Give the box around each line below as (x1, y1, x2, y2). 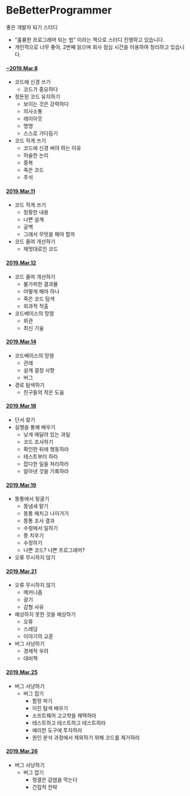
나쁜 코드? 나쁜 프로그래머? (23, 547, 85, 554)
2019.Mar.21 (6, 568, 37, 575)
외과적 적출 (23, 302, 49, 309)
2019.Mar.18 (6, 403, 37, 410)
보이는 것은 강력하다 (23, 100, 69, 107)
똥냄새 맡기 (23, 502, 49, 510)
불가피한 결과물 (23, 280, 58, 288)
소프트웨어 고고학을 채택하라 (32, 711, 96, 719)
